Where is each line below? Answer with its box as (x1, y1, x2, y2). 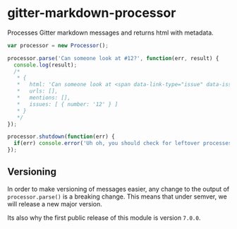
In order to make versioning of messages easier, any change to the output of (7, 184, 230, 193)
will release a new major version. (7, 199, 102, 208)
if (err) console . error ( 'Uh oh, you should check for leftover (13, 140, 200, 147)
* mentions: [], (16, 94, 71, 102)
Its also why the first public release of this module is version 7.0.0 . (7, 213, 201, 222)
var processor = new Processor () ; (7, 42, 109, 49)
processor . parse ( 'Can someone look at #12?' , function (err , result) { (7, 54, 219, 61)
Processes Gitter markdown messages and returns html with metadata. (7, 28, 214, 37)
